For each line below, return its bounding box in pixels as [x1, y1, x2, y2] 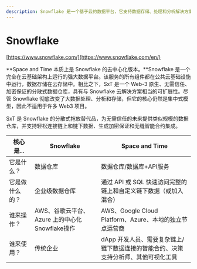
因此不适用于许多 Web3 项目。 [16, 102, 90, 109]
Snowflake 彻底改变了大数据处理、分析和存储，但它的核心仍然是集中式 [12, 95, 184, 102]
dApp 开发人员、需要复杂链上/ [101, 235, 185, 243]
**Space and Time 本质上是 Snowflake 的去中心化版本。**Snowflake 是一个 [6, 65, 191, 72]
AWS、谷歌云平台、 [34, 207, 89, 215]
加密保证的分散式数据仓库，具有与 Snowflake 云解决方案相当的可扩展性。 [6, 88, 184, 95]
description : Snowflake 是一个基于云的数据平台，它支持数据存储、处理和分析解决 [6, 8, 185, 15]
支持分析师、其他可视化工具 [101, 253, 178, 261]
